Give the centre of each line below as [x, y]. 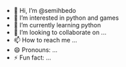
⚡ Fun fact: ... [32, 57]
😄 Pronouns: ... [36, 50]
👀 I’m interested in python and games [66, 18]
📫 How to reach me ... [45, 40]
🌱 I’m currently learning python [57, 25]
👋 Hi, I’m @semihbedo [45, 11]
